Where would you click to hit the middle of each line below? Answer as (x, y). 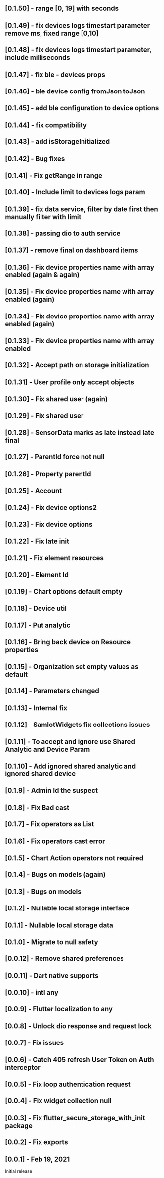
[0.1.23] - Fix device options (49, 524)
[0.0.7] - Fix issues (35, 1043)
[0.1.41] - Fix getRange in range (54, 175)
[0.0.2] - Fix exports (37, 1142)
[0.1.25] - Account (34, 491)
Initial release (19, 1171)
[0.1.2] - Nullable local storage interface (67, 908)
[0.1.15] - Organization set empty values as (72, 667)
